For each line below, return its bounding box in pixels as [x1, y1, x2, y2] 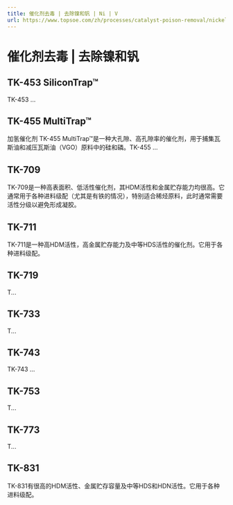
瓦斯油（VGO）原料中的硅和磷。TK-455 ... [37, 143, 158, 151]
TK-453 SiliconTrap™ [7, 77, 99, 89]
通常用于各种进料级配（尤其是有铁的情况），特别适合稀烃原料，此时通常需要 [7, 192, 223, 200]
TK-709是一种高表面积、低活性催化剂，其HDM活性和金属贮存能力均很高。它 [7, 183, 225, 192]
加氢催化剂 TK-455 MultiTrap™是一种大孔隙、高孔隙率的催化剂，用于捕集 [7, 135, 215, 143]
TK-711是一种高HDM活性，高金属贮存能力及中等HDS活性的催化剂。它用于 [7, 240, 217, 249]
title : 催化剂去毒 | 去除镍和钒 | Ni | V [7, 10, 118, 17]
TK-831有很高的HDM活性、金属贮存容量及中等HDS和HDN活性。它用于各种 [7, 481, 221, 490]
